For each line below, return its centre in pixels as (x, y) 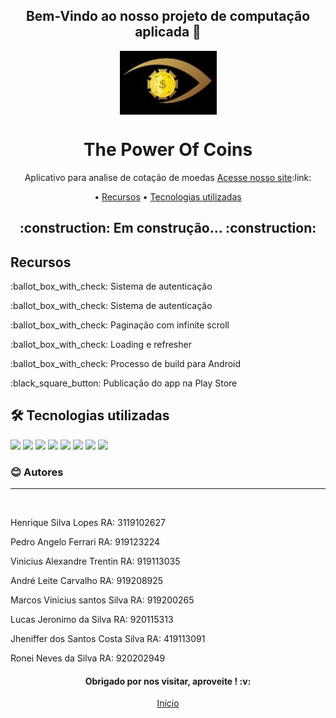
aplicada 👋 (168, 32)
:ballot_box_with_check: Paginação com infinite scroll (120, 325)
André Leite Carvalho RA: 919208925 (87, 581)
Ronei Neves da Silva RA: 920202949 (88, 658)
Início (168, 703)
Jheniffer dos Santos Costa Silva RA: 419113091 (108, 639)
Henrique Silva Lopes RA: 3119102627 (88, 523)
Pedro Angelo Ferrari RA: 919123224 (85, 542)
